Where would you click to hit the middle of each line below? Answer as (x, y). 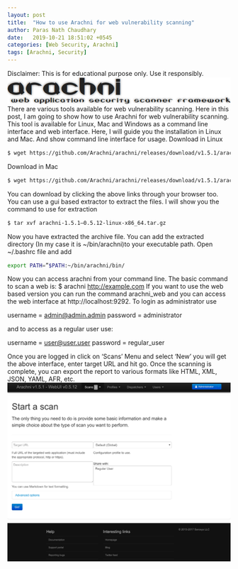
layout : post (27, 15)
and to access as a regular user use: (60, 329)
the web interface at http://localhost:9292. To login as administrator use (112, 302)
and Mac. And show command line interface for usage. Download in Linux (115, 139)
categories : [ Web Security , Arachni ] (63, 45)
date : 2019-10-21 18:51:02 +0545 (60, 38)
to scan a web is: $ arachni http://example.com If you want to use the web (115, 287)
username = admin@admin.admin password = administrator (95, 315)
